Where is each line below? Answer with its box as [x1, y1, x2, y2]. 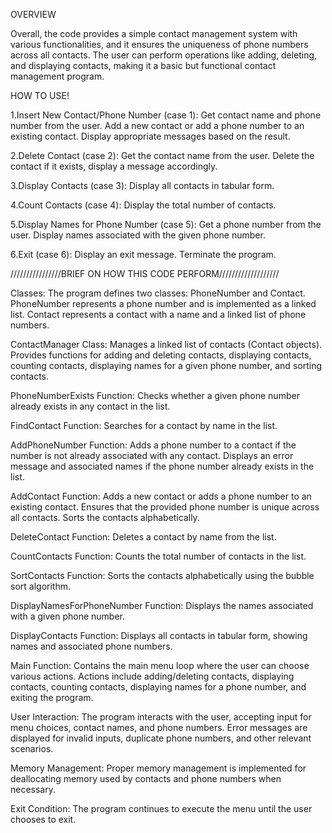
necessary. [10, 784, 57, 795]
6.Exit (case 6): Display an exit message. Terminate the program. [10, 249, 277, 260]
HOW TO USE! [10, 90, 70, 101]
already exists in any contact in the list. [10, 400, 171, 412]
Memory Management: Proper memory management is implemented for [10, 762, 307, 774]
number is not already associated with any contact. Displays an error [10, 450, 294, 461]
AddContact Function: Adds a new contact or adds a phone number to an [10, 490, 312, 502]
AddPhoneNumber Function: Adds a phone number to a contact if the [10, 439, 297, 451]
